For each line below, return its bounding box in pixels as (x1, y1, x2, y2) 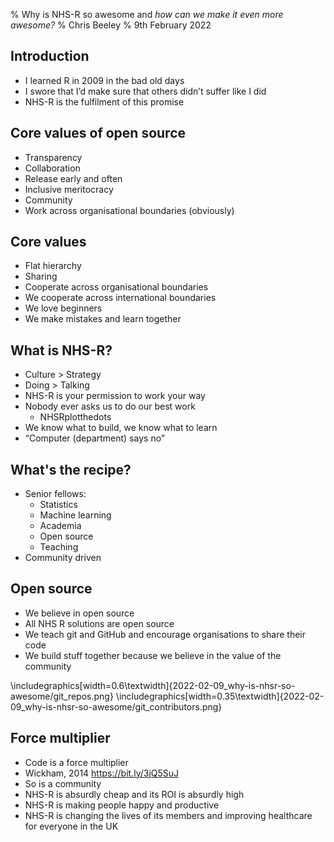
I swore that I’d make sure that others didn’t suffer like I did (24, 85, 267, 97)
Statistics (39, 499, 78, 511)
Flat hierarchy (24, 260, 82, 272)
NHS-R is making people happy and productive (24, 799, 220, 811)
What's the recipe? (10, 461, 132, 478)
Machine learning (39, 509, 112, 521)
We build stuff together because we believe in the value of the (24, 649, 282, 661)
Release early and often (24, 172, 123, 184)
